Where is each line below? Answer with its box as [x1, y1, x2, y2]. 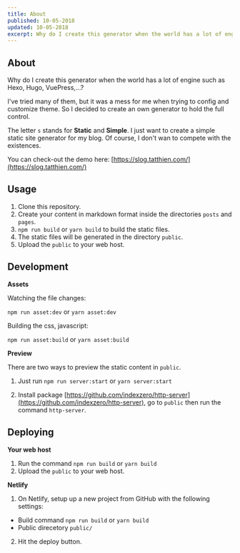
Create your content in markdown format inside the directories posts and [17, 210, 232, 218]
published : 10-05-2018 [7, 17, 75, 24]
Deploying [7, 426, 54, 439]
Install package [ [17, 390, 67, 399]
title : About [7, 10, 46, 18]
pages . [17, 217, 36, 225]
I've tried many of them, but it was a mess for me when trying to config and [7, 97, 229, 106]
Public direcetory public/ [17, 523, 93, 532]
